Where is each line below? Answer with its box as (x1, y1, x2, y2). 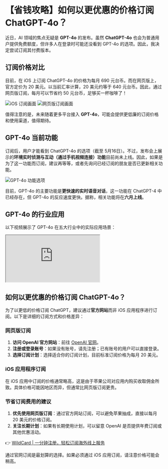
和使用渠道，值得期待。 (5, 117, 53, 123)
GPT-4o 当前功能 (5, 134, 58, 142)
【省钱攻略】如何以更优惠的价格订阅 (5, 5, 154, 16)
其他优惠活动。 (12, 429, 43, 435)
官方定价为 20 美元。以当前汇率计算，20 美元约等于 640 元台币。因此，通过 (5, 84, 162, 90)
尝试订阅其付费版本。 (9, 47, 53, 53)
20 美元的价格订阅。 (12, 416, 55, 423)
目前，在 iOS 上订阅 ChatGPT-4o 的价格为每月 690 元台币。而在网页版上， (5, 77, 159, 83)
